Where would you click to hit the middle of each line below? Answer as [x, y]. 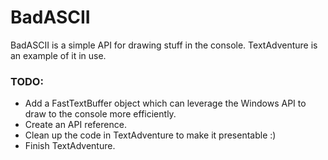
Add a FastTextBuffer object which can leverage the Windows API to [165, 103]
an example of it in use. [58, 55]
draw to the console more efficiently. [100, 114]
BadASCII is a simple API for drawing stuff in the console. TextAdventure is [164, 45]
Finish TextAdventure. [70, 146]
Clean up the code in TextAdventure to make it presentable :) [150, 135]
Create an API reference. [75, 125]
